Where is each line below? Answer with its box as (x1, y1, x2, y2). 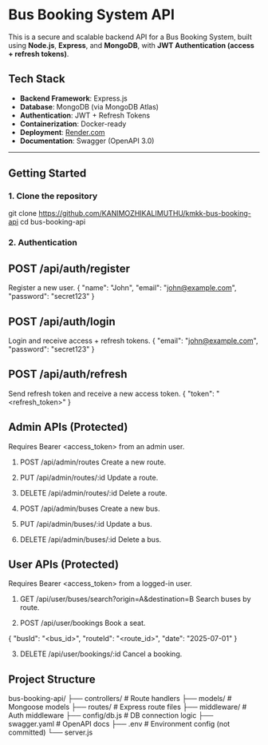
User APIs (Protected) (8, 558, 120, 571)
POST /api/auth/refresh (8, 368, 128, 381)
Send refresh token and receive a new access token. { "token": (8, 388, 215, 398)
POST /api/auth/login (8, 314, 116, 329)
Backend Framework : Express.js (19, 94, 128, 103)
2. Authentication (8, 237, 78, 249)
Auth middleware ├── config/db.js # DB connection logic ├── (8, 711, 214, 720)
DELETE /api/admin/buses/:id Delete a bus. (19, 534, 162, 544)
